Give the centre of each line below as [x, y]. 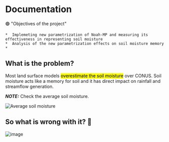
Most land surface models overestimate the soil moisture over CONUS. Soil [83, 76]
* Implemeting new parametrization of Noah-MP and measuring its [77, 35]
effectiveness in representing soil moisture [54, 39]
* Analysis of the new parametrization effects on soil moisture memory [85, 43]
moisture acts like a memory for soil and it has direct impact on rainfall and [83, 81]
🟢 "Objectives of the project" [36, 23]
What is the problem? [40, 63]
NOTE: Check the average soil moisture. [47, 96]
